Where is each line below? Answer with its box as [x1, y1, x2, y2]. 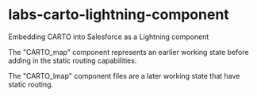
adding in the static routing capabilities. [8, 56, 137, 65]
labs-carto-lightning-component [8, 6, 230, 24]
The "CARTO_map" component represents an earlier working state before [8, 47, 249, 56]
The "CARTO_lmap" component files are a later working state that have [8, 71, 240, 80]
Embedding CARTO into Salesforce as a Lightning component [8, 32, 209, 41]
